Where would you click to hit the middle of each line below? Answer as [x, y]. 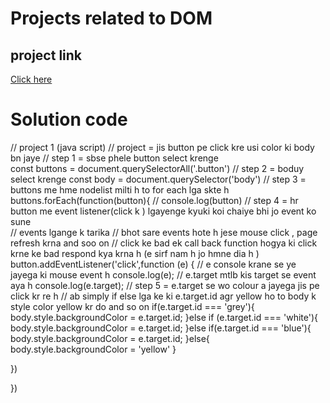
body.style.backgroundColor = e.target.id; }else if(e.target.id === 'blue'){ [161, 328]
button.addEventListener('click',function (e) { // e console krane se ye [153, 264]
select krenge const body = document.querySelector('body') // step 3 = [158, 179]
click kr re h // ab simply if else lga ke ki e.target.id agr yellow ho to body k [163, 296]
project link [46, 55]
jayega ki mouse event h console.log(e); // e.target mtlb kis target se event [163, 274]
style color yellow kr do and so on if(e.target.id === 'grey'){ [132, 306]
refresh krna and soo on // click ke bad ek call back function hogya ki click [164, 243]
